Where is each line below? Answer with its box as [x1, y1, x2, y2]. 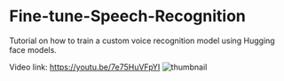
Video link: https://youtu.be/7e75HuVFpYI [9, 62, 161, 72]
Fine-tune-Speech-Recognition [9, 6, 247, 26]
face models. [9, 44, 58, 55]
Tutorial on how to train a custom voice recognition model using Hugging [9, 35, 275, 46]
